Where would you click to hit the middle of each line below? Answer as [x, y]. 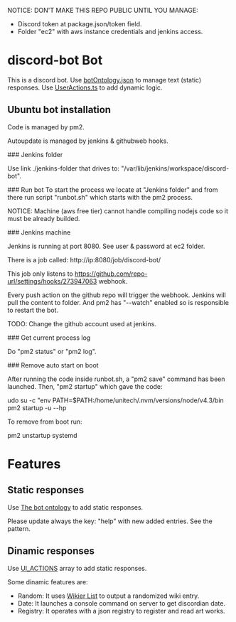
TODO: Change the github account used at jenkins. [82, 323]
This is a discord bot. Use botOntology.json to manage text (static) [104, 80]
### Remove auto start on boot [53, 365]
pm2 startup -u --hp [37, 407]
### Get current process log [49, 338]
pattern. [19, 528]
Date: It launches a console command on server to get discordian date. [122, 603]
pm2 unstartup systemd [42, 435]
